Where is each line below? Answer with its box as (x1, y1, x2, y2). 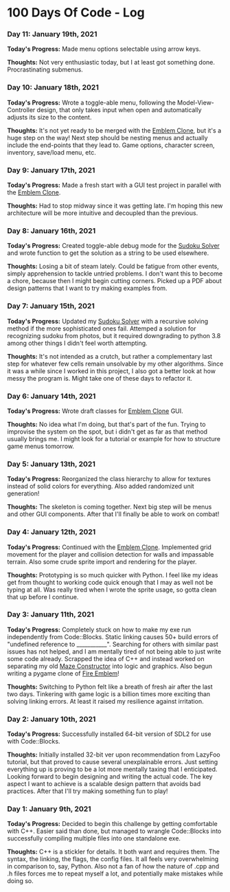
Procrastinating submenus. (7, 65, 84, 74)
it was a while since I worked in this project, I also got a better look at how (7, 366, 216, 375)
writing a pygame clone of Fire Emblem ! (7, 669, 120, 678)
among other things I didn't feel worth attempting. (7, 339, 148, 347)
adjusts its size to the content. (7, 113, 92, 121)
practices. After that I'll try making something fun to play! (7, 787, 168, 795)
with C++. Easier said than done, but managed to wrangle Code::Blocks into (7, 827, 222, 836)
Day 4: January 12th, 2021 (7, 527, 96, 537)
